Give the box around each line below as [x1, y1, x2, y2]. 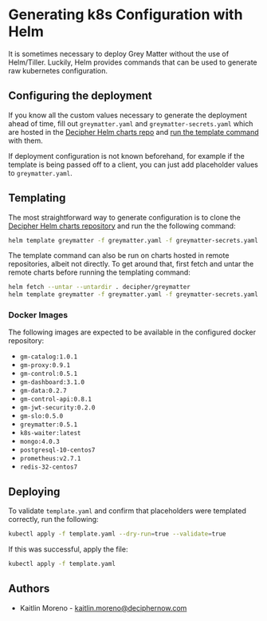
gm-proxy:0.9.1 [19, 362, 71, 370]
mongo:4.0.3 [19, 437, 60, 446]
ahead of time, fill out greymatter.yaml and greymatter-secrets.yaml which [8, 118, 253, 129]
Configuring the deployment [8, 89, 153, 103]
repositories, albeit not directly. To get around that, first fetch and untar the [8, 259, 254, 269]
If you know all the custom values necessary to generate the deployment [8, 110, 247, 120]
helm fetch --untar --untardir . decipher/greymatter [8, 283, 191, 291]
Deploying [8, 485, 61, 498]
